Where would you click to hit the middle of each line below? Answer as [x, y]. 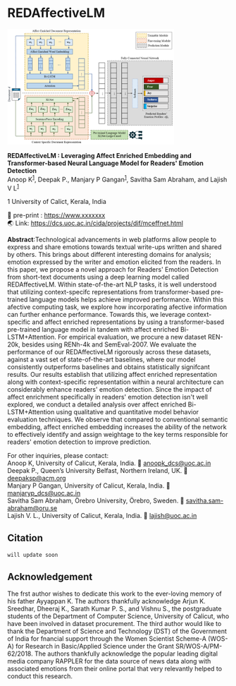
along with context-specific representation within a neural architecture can [116, 382]
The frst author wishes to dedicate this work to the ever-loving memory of [114, 594]
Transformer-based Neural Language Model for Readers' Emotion [106, 163]
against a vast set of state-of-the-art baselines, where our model [101, 360]
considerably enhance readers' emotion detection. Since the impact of [110, 390]
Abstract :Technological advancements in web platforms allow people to [112, 240]
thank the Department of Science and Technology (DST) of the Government [117, 631]
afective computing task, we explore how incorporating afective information [117, 307]
